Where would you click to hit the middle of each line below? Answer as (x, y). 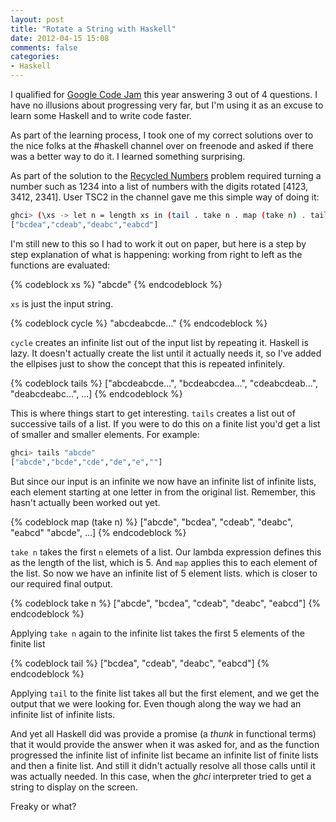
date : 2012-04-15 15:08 (60, 38)
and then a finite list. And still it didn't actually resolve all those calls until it (163, 765)
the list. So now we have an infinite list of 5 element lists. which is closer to (164, 573)
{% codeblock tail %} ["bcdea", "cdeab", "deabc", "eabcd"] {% (140, 663)
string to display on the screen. (74, 787)
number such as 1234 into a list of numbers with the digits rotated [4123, (159, 186)
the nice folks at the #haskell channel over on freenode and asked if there (162, 145)
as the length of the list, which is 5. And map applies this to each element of (164, 562)
